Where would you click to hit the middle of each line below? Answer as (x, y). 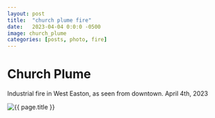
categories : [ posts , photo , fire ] (57, 40)
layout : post (26, 14)
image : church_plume (37, 33)
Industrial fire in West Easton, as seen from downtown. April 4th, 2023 (108, 94)
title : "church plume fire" (49, 20)
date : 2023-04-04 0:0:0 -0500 (54, 27)
